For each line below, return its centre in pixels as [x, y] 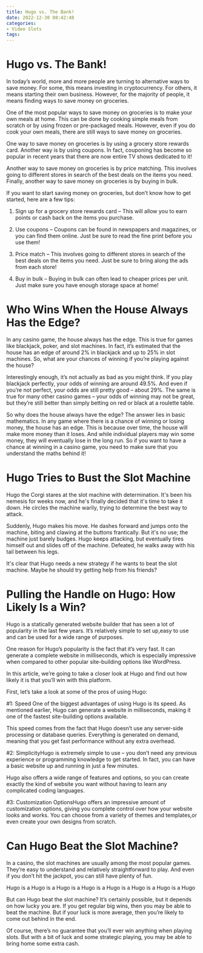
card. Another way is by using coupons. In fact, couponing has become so [99, 150]
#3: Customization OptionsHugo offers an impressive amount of [86, 802]
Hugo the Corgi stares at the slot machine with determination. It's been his [99, 494]
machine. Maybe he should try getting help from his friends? [82, 570]
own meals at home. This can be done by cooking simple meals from [92, 119]
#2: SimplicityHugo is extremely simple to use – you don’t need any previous [101, 753]
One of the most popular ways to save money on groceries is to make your [99, 112]
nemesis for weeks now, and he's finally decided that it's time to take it [95, 501]
